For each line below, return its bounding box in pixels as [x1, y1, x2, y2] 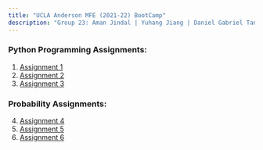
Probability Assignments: [8, 98, 107, 109]
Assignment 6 [19, 133, 65, 142]
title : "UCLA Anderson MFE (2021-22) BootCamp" [8, 11, 167, 20]
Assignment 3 [19, 79, 65, 88]
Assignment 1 [19, 62, 63, 71]
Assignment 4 [19, 116, 65, 126]
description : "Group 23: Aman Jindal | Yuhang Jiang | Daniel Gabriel [8, 19, 243, 27]
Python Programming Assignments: [8, 45, 147, 55]
